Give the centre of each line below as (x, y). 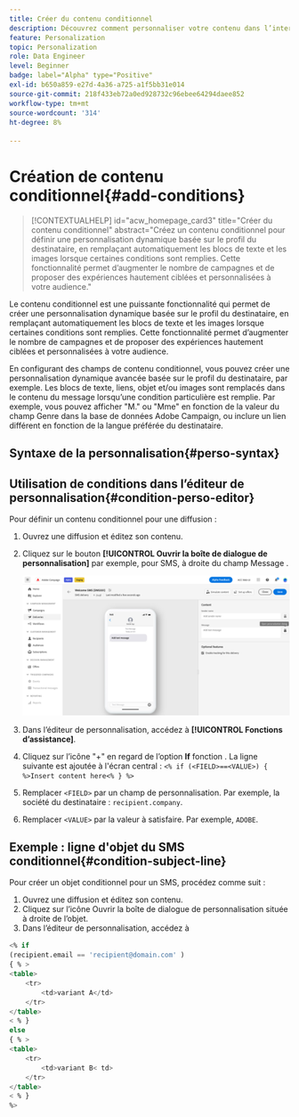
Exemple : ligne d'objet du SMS (97, 847)
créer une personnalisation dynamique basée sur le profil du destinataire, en (149, 314)
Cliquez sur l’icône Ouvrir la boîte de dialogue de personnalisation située (155, 909)
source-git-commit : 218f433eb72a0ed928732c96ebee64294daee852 (127, 94)
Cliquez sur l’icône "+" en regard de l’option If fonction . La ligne (140, 756)
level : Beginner (39, 66)
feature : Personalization (57, 37)
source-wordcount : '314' (55, 113)
